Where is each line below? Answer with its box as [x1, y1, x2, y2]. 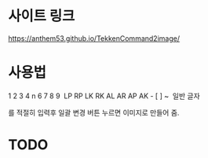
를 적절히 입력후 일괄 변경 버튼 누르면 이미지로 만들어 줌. [8, 108, 180, 117]
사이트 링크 [8, 7, 75, 25]
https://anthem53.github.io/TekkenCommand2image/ [8, 33, 181, 43]
